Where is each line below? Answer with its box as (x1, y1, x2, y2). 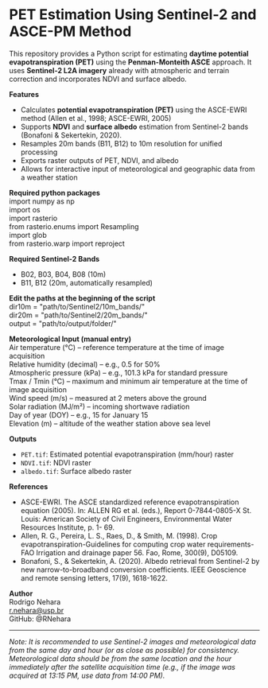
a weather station (20, 173, 78, 182)
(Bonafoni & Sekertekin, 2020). (20, 130, 122, 140)
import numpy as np (9, 196, 75, 206)
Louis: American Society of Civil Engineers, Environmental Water (20, 514, 233, 523)
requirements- (207, 539, 254, 549)
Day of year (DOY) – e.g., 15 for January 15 (9, 410, 149, 419)
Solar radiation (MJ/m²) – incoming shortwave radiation (9, 402, 190, 411)
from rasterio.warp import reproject (9, 239, 126, 248)
